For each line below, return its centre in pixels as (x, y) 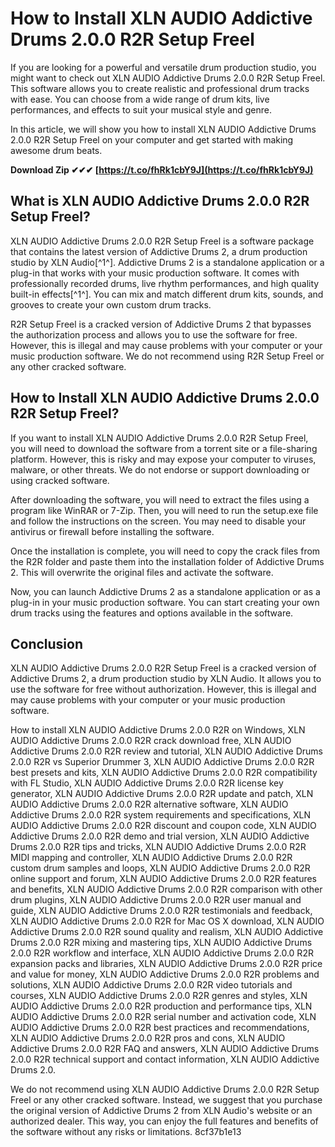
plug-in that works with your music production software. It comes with (155, 273)
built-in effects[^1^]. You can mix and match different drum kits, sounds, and (167, 294)
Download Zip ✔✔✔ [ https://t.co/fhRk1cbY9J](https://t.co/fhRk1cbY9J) (162, 169)
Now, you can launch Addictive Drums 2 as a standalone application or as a (165, 591)
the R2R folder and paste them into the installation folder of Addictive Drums (167, 561)
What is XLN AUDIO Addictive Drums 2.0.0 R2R (160, 201)
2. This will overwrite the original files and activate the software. (142, 572)
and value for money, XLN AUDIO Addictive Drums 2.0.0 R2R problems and (165, 974)
